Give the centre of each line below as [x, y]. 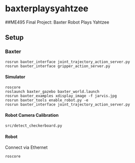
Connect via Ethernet [26, 147]
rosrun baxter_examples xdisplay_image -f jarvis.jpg [61, 96]
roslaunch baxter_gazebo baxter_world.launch [52, 91]
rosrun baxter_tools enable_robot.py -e [47, 100]
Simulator [15, 77]
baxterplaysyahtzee [47, 9]
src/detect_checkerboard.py [34, 126]
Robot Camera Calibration [32, 115]
